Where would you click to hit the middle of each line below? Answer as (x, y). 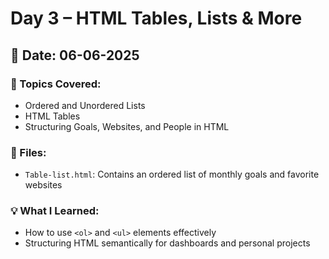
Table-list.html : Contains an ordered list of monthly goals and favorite (172, 174)
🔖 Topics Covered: (56, 84)
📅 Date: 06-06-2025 (75, 55)
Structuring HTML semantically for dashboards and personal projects (167, 243)
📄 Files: (28, 152)
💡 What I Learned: (55, 211)
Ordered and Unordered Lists (85, 105)
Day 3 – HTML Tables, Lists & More (156, 18)
